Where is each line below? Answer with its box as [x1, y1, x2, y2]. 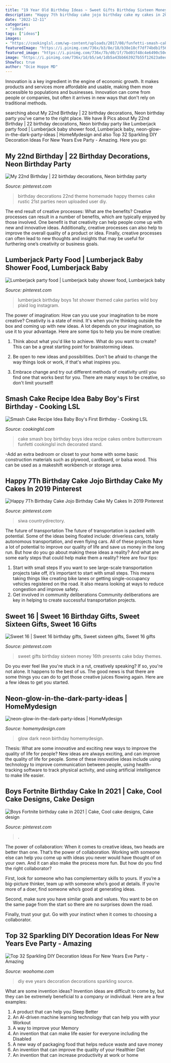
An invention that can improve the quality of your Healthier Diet [12, 1046, 145, 1053]
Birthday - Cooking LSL [5, 402, 80, 411]
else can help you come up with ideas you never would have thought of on [5, 854, 162, 861]
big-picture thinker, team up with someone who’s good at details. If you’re [5, 880, 160, 887]
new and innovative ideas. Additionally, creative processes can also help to [5, 224, 163, 230]
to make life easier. [5, 772, 45, 778]
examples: [5, 999, 27, 1005]
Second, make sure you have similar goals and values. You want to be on [5, 896, 158, 902]
